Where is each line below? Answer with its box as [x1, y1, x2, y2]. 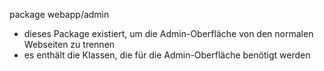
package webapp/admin [9, 9, 110, 20]
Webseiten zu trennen [23, 39, 116, 50]
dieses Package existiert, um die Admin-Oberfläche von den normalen [23, 28, 314, 39]
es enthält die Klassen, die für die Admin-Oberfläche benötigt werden [23, 49, 311, 61]
